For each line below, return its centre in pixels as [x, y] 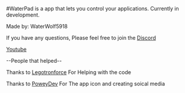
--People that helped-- [34, 61]
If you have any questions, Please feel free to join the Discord [81, 38]
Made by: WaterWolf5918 [37, 26]
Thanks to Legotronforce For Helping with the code [69, 72]
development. [23, 15]
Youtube [16, 49]
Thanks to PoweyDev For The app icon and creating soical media [86, 84]
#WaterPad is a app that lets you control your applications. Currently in [92, 9]
